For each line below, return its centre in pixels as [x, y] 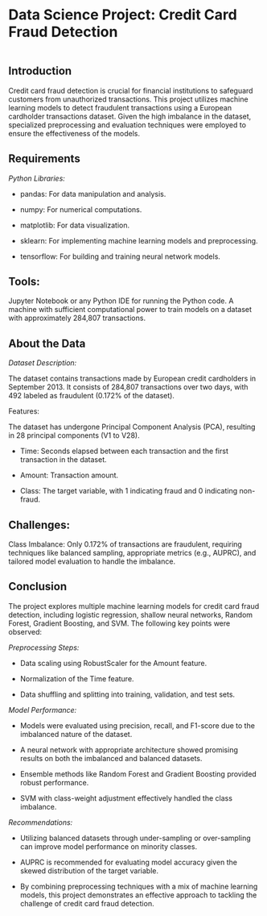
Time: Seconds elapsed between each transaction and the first [124, 451]
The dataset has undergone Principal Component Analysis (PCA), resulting [132, 427]
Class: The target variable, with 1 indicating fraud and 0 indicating [129, 491]
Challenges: [39, 525]
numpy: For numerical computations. [81, 209]
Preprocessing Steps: [44, 647]
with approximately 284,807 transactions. [77, 318]
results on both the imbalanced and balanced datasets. [111, 758]
